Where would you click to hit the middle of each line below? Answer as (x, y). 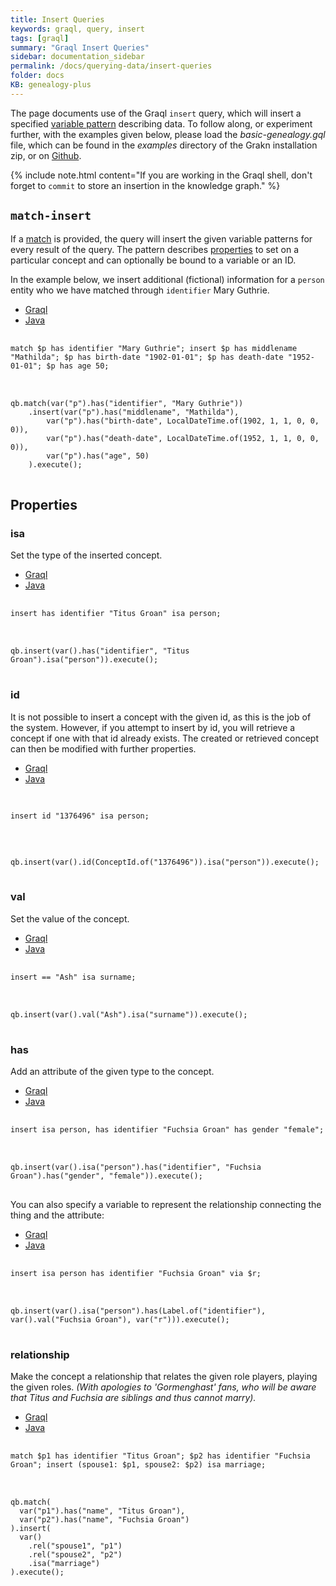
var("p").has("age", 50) (98, 456)
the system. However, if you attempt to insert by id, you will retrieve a (153, 727)
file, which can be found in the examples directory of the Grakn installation (164, 145)
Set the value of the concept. (70, 918)
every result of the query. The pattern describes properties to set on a (154, 249)
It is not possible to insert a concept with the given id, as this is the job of (161, 717)
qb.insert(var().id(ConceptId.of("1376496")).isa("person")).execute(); (165, 862)
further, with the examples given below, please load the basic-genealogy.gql (168, 134)
